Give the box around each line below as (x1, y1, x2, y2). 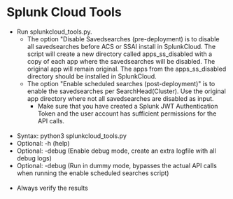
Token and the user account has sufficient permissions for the (37, 109, 217, 118)
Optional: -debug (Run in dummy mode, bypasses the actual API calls (16, 161, 218, 170)
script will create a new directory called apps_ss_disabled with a (27, 50, 213, 58)
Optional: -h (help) (16, 139, 71, 147)
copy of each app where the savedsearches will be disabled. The (27, 57, 216, 65)
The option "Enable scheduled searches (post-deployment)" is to (27, 79, 216, 88)
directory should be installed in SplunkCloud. (27, 71, 157, 81)
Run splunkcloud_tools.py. (16, 27, 92, 36)
